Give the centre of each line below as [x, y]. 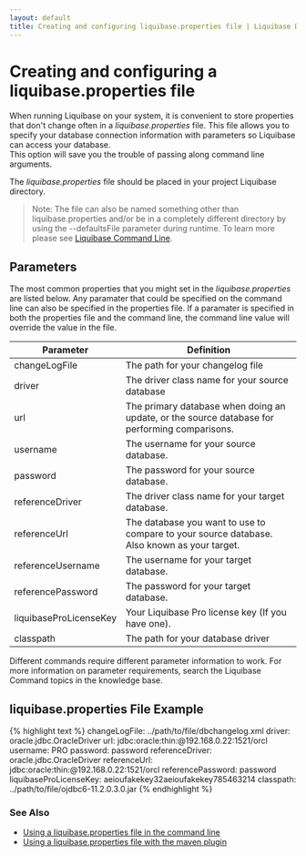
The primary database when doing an [205, 406]
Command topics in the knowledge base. [86, 680]
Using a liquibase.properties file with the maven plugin [125, 842]
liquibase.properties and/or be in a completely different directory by [159, 219]
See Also [30, 812]
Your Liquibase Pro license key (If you [206, 613]
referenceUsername [57, 566]
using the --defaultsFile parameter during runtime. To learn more [153, 229]
